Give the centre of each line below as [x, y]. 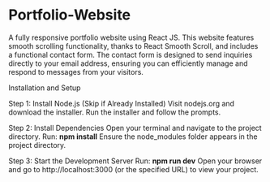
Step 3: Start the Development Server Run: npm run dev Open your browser [135, 161]
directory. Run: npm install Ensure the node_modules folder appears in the [133, 136]
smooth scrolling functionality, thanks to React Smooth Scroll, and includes [133, 45]
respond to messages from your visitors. [76, 71]
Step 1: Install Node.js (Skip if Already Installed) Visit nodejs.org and [122, 103]
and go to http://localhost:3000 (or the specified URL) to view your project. [134, 169]
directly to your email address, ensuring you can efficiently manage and [129, 63]
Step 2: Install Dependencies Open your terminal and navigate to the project [135, 128]
